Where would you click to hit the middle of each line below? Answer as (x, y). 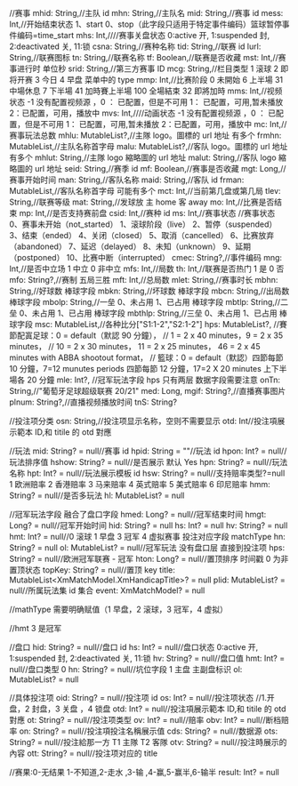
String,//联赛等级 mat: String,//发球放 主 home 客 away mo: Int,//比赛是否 (142, 202)
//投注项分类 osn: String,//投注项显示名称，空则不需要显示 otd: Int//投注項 (143, 421)
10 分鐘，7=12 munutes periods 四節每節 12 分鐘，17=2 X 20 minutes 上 (141, 369)
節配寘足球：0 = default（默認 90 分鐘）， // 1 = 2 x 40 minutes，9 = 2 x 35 (146, 335)
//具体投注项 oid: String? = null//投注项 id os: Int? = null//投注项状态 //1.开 (142, 698)
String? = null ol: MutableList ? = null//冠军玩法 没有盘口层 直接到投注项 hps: (147, 548)
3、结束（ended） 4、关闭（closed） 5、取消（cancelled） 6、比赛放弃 (142, 235)
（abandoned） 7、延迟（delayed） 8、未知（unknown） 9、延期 (130, 246)
